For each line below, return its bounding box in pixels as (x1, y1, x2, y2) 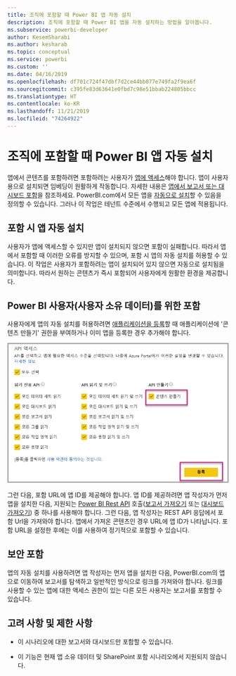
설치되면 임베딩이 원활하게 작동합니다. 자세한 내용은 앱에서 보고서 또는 (25, 181, 218, 190)
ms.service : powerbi (7, 56, 68, 63)
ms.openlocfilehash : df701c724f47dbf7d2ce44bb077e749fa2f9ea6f (7, 78, 197, 85)
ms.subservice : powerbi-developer (7, 26, 109, 33)
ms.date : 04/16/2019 (7, 70, 68, 77)
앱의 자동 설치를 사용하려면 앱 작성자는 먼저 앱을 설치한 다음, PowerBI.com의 (7, 568, 218, 577)
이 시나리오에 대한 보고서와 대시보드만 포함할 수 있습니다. (17, 637, 173, 646)
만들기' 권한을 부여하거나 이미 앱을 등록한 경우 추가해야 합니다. (20, 329, 191, 337)
